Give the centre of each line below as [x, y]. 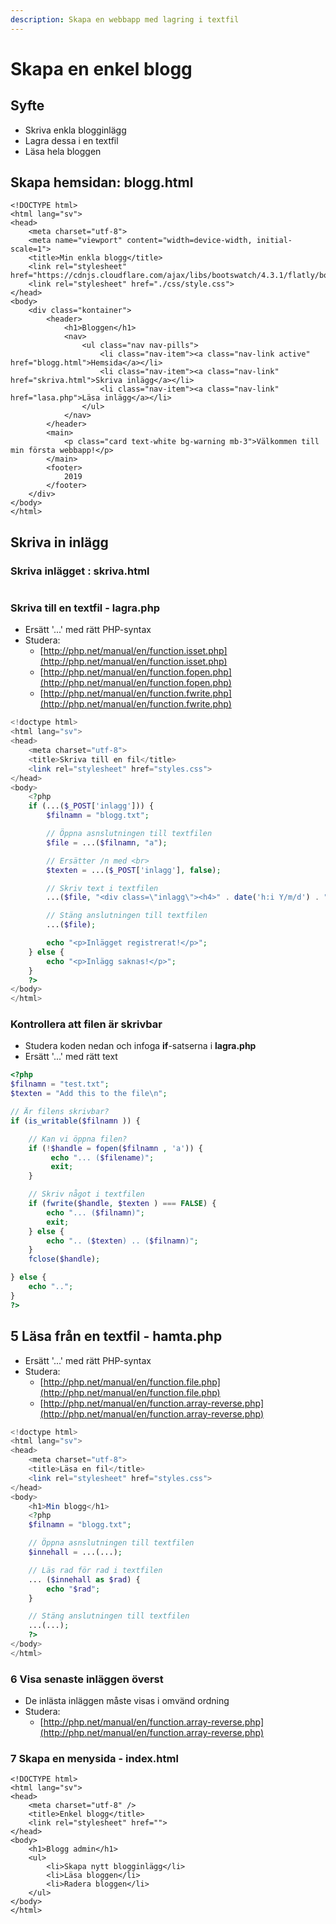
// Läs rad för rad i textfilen [95, 1570]
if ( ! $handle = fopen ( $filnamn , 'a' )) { [115, 1148]
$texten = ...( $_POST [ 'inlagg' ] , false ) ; [134, 870]
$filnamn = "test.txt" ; [60, 1084]
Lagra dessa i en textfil [71, 140]
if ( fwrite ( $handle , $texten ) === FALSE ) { [122, 1204]
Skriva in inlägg [59, 542]
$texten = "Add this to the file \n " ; [89, 1094]
